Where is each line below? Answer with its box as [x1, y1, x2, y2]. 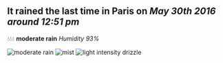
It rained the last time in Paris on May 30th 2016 [7, 5, 216, 17]
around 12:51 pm [7, 16, 80, 28]
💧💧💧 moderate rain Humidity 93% [7, 34, 100, 42]
